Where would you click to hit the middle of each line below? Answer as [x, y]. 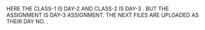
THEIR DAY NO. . [27, 21]
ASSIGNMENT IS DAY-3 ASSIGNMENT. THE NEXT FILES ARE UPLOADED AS [102, 15]
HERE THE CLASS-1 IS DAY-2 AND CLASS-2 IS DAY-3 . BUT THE [88, 9]
